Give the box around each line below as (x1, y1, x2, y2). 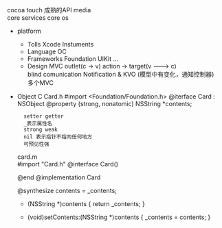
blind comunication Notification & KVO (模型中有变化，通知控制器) (27, 71, 214, 78)
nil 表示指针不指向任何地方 (23, 134, 93, 140)
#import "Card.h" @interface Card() (16, 160, 119, 168)
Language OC (27, 47, 67, 55)
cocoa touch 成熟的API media (7, 6, 91, 14)
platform (16, 27, 41, 35)
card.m (16, 153, 38, 161)
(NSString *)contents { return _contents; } (27, 200, 146, 207)
